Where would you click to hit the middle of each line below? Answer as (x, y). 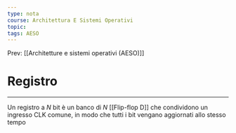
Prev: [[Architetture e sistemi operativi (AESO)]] (76, 53)
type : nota (23, 14)
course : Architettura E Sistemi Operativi (70, 20)
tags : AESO (23, 33)
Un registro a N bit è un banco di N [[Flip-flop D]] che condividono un (108, 107)
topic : (17, 27)
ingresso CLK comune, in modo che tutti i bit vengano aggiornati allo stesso (117, 115)
